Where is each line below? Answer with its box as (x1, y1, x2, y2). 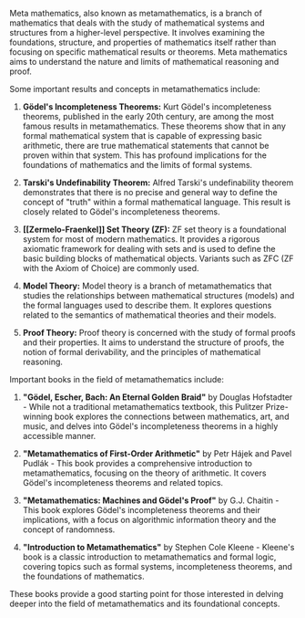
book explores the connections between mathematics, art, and (54, 411, 290, 422)
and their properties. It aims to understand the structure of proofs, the (22, 337, 285, 348)
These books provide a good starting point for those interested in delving (9, 589, 284, 599)
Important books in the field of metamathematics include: (9, 374, 225, 384)
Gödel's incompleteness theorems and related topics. (22, 477, 224, 487)
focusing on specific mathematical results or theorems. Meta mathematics (9, 47, 289, 58)
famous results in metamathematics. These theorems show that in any (22, 120, 287, 131)
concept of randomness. (22, 524, 116, 535)
